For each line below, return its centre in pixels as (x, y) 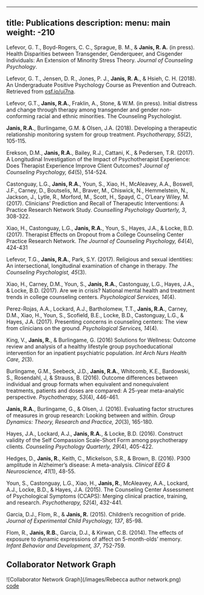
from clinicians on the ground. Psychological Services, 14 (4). (83, 328)
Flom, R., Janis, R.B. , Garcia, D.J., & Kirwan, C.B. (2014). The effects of (95, 532)
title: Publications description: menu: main (89, 23)
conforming (21, 116)
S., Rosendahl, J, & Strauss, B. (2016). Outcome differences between (92, 378)
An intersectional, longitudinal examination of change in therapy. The (92, 266)
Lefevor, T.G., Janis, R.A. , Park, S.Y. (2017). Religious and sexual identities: (100, 259)
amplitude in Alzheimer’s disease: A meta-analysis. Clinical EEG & (88, 465)
